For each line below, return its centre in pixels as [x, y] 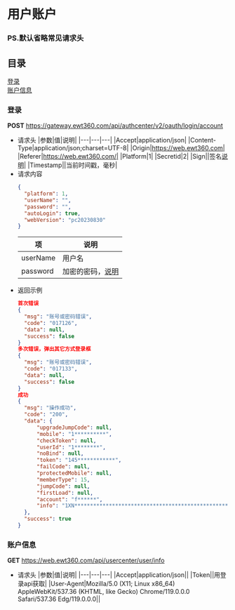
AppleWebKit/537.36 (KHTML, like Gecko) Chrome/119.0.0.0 [103, 592]
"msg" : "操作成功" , [51, 408]
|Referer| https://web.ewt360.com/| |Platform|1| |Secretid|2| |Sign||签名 [120, 157]
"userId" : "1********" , [71, 447]
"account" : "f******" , [69, 499]
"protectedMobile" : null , [74, 473]
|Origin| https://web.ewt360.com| [178, 148]
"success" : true [48, 519]
